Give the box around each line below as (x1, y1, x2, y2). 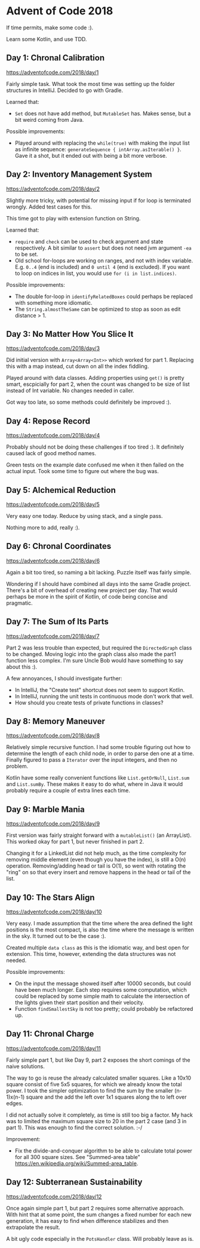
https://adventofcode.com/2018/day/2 (6, 185, 100, 192)
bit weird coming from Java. (14, 116, 84, 123)
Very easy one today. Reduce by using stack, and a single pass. (6, 513, 163, 519)
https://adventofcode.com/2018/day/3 (6, 345, 100, 352)
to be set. (14, 250, 39, 257)
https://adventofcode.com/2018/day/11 (6, 1044, 101, 1052)
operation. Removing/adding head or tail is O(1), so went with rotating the (6, 862, 186, 870)
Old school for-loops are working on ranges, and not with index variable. (14, 257, 193, 264)
